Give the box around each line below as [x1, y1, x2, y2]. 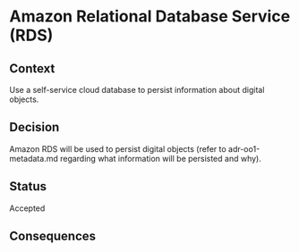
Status [9, 179, 47, 194]
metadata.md [9, 153, 58, 164]
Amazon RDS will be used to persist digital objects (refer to [9, 143, 226, 154]
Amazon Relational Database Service [9, 6, 291, 27]
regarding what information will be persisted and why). [59, 153, 261, 164]
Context [9, 61, 56, 76]
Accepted [9, 203, 46, 214]
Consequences [9, 229, 97, 244]
